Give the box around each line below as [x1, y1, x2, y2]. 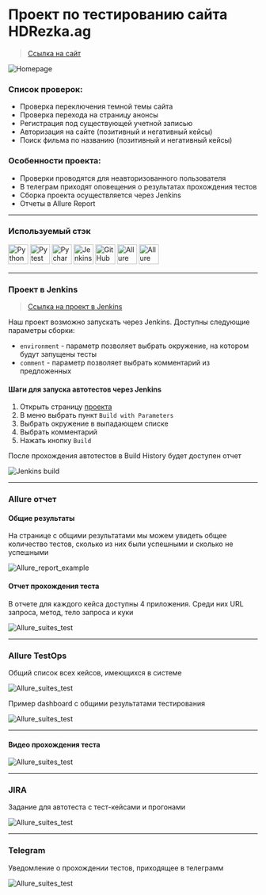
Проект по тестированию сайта [8, 6, 228, 24]
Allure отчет [8, 494, 57, 505]
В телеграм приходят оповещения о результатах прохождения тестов [19, 182, 257, 191]
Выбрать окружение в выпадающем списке [19, 419, 169, 429]
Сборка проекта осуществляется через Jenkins [19, 190, 182, 200]
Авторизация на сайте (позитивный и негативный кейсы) [19, 127, 213, 136]
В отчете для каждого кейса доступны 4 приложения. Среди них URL [8, 599, 244, 608]
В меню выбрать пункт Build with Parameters [19, 411, 174, 420]
